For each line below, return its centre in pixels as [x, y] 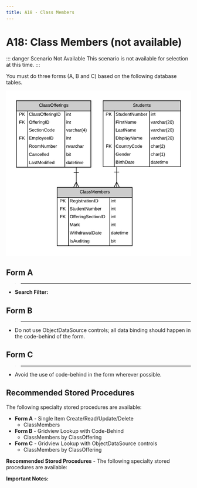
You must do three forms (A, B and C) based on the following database [91, 76]
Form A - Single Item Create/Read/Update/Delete [74, 418]
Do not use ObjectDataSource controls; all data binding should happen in [103, 330]
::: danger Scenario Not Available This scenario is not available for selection [97, 58]
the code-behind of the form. [50, 336]
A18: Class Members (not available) [94, 42]
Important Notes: [27, 479]
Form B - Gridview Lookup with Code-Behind [69, 431]
